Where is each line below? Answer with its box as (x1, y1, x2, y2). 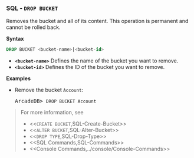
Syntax (6, 35, 24, 42)
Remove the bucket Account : (14, 87, 84, 94)
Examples (6, 75, 31, 82)
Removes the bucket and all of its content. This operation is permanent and (6, 18, 189, 25)
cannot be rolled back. (6, 24, 61, 31)
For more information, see (20, 109, 84, 116)
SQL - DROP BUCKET (6, 4, 58, 12)
